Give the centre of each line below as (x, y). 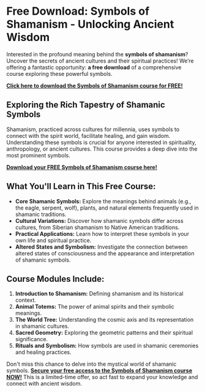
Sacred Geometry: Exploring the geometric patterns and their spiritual (104, 333)
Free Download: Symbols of (78, 11)
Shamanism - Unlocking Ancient (90, 24)
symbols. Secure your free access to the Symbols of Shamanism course (99, 371)
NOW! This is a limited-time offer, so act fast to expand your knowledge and (102, 377)
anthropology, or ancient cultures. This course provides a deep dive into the (102, 149)
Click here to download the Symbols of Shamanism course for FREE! (95, 85)
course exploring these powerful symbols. (60, 73)
